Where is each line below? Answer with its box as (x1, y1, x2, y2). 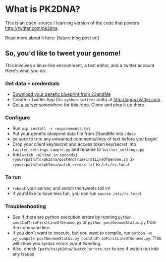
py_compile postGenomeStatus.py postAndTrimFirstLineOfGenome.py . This (12, 235, 162, 241)
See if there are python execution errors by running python (12, 214, 132, 220)
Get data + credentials (5, 80, 60, 87)
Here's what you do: (5, 67, 47, 73)
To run (5, 174, 21, 181)
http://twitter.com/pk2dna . (5, 25, 59, 31)
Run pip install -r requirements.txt (12, 126, 91, 131)
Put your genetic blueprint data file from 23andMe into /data (12, 131, 136, 137)
